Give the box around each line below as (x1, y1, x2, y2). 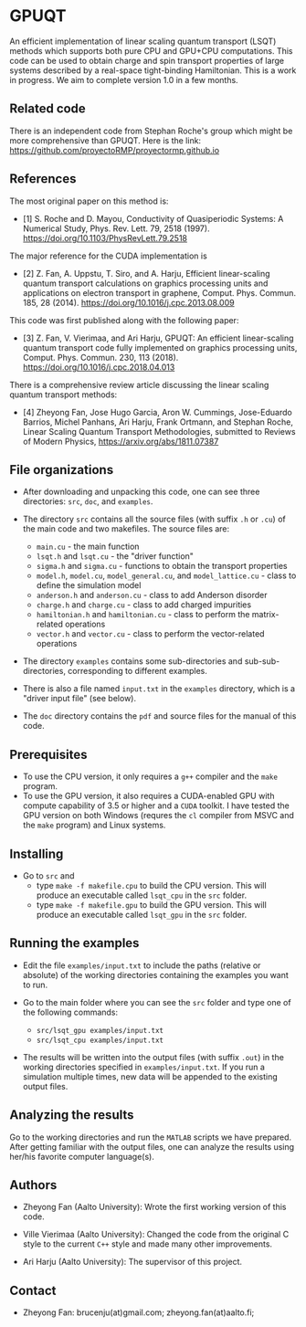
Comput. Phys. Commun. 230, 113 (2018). (22, 352, 179, 363)
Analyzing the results (9, 1107, 134, 1123)
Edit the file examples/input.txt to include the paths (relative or (22, 960, 261, 971)
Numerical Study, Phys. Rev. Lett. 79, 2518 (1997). (22, 223, 210, 234)
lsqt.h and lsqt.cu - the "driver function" (36, 551, 195, 562)
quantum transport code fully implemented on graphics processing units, (22, 342, 298, 353)
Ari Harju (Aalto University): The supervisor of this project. (22, 1257, 243, 1268)
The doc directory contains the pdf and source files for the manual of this (22, 711, 297, 721)
